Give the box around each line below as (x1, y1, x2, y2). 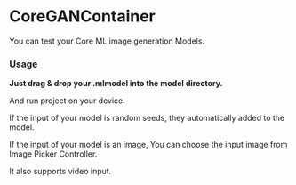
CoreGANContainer (9, 6, 156, 27)
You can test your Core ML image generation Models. (9, 36, 205, 46)
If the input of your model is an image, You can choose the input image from (9, 140, 288, 150)
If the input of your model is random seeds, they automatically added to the (9, 113, 285, 124)
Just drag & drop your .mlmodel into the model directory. (9, 78, 224, 89)
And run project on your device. (9, 95, 126, 106)
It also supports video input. (9, 166, 112, 177)
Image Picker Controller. (9, 149, 98, 159)
